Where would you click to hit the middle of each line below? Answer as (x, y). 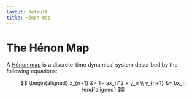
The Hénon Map (48, 48)
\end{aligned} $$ (103, 90)
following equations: (32, 71)
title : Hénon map (29, 18)
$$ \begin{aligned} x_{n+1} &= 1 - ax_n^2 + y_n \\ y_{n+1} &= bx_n (103, 83)
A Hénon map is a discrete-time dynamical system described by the (92, 65)
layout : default (27, 12)
